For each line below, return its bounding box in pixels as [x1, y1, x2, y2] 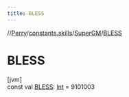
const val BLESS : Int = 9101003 [7, 83, 95, 91]
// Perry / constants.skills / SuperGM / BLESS [7, 29, 122, 37]
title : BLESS [7, 10, 45, 17]
